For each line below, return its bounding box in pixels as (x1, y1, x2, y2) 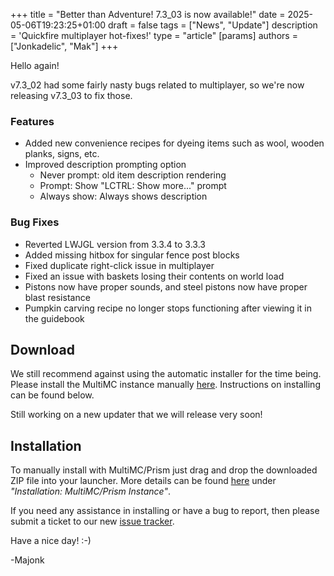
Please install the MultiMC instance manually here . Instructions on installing (10, 379, 321, 391)
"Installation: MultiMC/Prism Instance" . (10, 485, 171, 498)
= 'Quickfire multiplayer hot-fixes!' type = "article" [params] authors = (10, 30, 298, 41)
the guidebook (24, 312, 85, 324)
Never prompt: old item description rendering (39, 169, 227, 181)
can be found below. (10, 389, 95, 401)
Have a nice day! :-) (10, 535, 92, 547)
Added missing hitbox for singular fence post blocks (24, 249, 240, 261)
